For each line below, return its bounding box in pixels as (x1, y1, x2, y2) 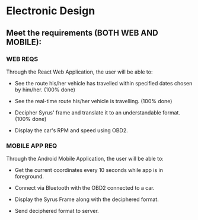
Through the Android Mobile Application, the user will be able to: (6, 155, 164, 162)
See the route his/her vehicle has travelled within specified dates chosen (14, 79, 193, 87)
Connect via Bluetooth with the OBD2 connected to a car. (14, 184, 155, 192)
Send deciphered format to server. (14, 208, 99, 215)
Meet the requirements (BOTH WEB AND (6, 28, 158, 38)
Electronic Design (6, 4, 95, 18)
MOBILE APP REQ (6, 141, 58, 149)
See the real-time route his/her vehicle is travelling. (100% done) (14, 97, 173, 104)
